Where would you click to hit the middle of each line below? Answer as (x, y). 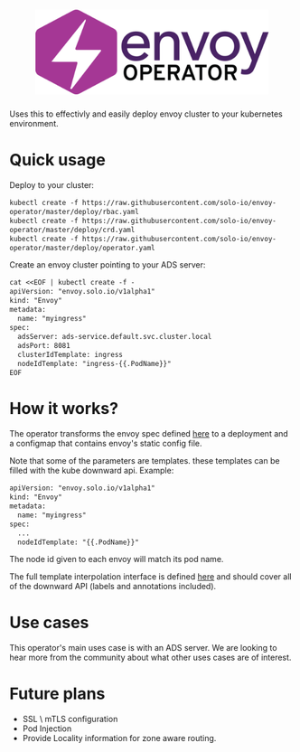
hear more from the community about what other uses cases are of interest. (150, 657)
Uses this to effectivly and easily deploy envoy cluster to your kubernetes (146, 114)
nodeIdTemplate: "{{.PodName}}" (79, 542)
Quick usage (57, 160)
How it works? (64, 409)
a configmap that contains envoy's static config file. (106, 443)
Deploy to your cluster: (52, 184)
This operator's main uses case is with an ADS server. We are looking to (143, 647)
